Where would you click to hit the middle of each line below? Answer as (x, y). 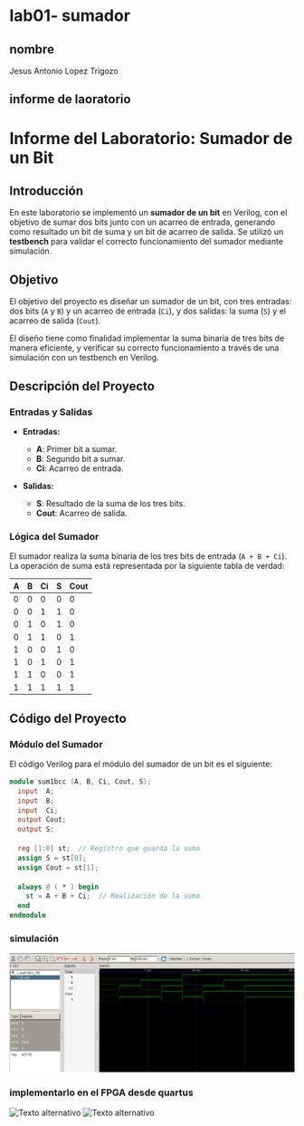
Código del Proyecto (68, 718)
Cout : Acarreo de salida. (82, 513)
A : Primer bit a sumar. (76, 448)
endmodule (28, 916)
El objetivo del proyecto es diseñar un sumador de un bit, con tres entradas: (151, 302)
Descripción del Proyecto (82, 386)
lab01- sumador (70, 16)
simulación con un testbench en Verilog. (85, 358)
